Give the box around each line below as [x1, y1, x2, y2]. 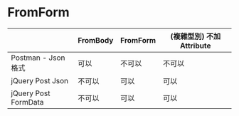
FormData [11, 97, 44, 107]
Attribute [180, 41, 211, 51]
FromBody [78, 35, 114, 45]
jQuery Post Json [11, 75, 69, 85]
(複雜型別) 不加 [170, 31, 221, 41]
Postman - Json [11, 53, 65, 63]
